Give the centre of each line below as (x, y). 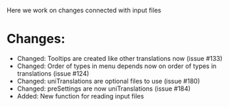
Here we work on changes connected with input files (84, 10)
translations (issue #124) (53, 73)
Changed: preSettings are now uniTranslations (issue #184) (104, 89)
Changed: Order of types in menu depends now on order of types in (117, 66)
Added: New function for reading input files (80, 96)
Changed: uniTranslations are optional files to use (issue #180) (108, 81)
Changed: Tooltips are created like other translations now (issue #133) (120, 58)
